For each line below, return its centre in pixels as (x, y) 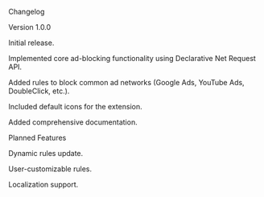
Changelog (27, 12)
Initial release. (31, 43)
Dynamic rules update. (46, 153)
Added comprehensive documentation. (73, 122)
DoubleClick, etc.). (39, 91)
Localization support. (43, 185)
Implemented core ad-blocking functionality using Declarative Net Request (132, 58)
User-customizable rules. (50, 169)
